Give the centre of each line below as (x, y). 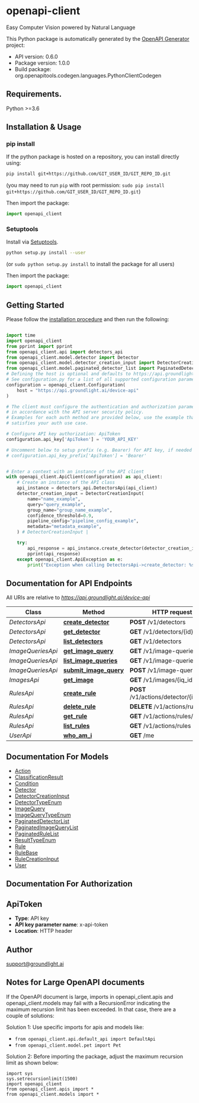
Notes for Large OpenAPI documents (76, 982)
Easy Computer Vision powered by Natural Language (71, 27)
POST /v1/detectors (158, 622)
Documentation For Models (57, 757)
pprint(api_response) (54, 554)
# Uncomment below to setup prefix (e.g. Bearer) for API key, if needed (99, 450)
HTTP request (172, 612)
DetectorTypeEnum (38, 803)
